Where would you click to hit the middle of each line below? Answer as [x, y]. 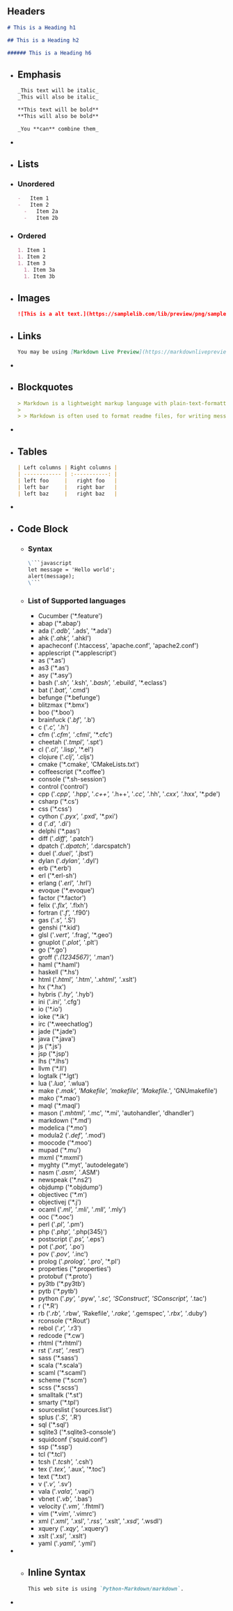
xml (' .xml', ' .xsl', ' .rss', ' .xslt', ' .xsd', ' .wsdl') [100, 1521]
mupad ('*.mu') [59, 1150]
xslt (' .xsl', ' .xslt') [62, 1536]
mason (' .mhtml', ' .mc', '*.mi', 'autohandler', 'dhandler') [116, 1112]
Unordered [36, 184]
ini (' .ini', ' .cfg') [59, 1001]
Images [34, 298]
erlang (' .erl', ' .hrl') [65, 883]
